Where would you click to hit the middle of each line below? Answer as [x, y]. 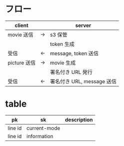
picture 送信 [22, 63]
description [79, 120]
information [40, 136]
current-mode [44, 128]
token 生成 [62, 44]
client [22, 25]
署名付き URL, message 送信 [83, 81]
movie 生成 [63, 63]
